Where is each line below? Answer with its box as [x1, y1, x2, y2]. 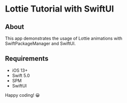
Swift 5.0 [12, 73, 30, 78]
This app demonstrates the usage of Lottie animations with [5, 35, 123, 41]
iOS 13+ [12, 67, 28, 73]
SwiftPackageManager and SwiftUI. [5, 41, 76, 46]
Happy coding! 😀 [5, 92, 40, 98]
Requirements [5, 55, 48, 63]
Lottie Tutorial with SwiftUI [5, 3, 114, 15]
